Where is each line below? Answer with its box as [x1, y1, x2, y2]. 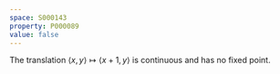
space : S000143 [9, 13, 67, 23]
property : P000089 [9, 22, 79, 31]
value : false [9, 30, 59, 39]
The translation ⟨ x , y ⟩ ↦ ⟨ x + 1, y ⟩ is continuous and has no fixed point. [9, 55, 271, 66]
